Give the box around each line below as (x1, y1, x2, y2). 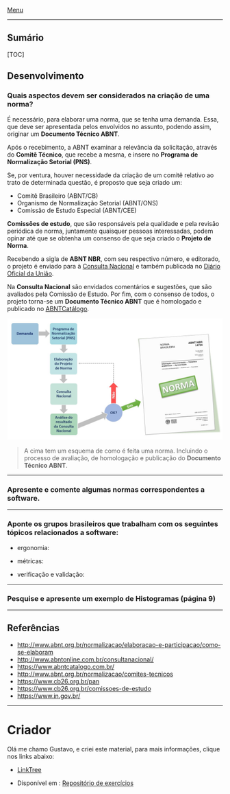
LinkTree (16, 765, 42, 773)
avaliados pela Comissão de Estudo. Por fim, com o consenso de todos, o (7, 290, 215, 298)
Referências (7, 622, 60, 634)
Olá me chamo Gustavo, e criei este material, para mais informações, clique (7, 745, 220, 753)
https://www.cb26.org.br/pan (16, 677, 100, 685)
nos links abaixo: (7, 752, 55, 760)
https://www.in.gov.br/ (16, 692, 81, 700)
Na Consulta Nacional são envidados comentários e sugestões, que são (7, 282, 212, 291)
